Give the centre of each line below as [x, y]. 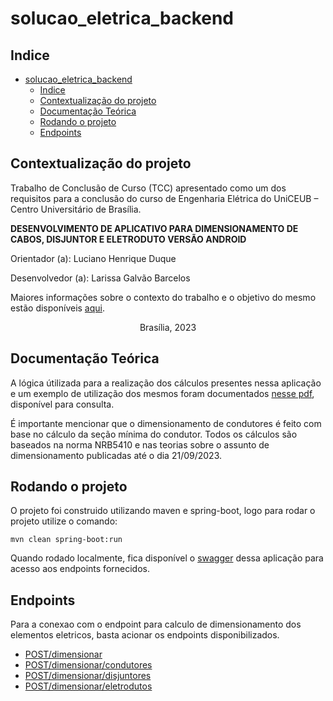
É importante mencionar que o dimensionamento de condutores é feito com [166, 423]
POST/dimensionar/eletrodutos [88, 686]
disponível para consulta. [62, 404]
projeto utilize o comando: [64, 521]
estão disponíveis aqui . [58, 308]
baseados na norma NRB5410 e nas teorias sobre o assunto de [140, 444]
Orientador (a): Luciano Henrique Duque [93, 258]
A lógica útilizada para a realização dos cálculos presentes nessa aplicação [166, 383]
